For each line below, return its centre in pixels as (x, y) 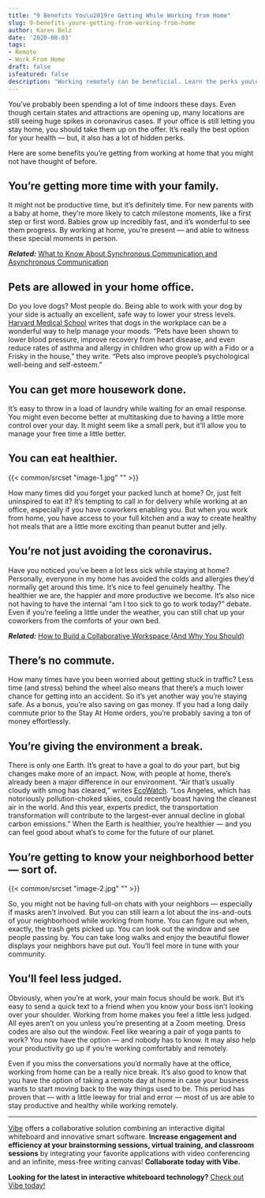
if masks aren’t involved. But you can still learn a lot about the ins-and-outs (130, 912)
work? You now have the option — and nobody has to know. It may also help (132, 1039)
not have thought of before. (53, 161)
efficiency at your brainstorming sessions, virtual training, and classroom (131, 1144)
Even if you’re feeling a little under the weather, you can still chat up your (127, 612)
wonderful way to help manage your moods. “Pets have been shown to (123, 331)
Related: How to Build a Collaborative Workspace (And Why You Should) (126, 635)
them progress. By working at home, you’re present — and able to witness (129, 230)
